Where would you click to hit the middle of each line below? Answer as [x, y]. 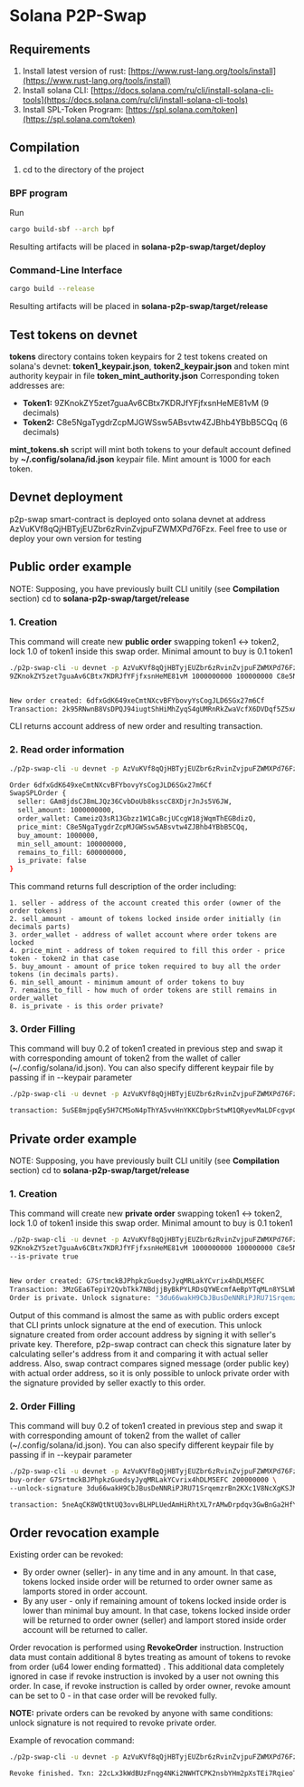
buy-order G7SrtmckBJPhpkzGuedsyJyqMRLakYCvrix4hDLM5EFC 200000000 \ [143, 1480]
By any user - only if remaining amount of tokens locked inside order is [154, 1601]
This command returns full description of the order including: [123, 887]
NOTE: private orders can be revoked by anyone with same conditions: [141, 1714]
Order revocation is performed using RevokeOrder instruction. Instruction [147, 1647]
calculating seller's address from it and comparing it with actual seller [139, 1354]
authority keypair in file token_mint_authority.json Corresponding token [144, 375]
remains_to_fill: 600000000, [72, 852]
